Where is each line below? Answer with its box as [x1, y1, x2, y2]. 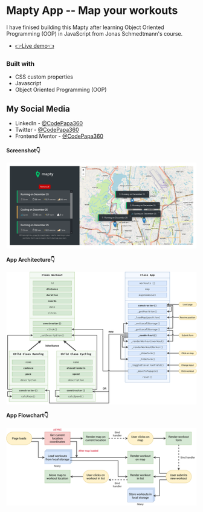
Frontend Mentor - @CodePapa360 [14, 132, 104, 140]
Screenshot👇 [6, 146, 40, 154]
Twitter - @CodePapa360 [14, 126, 79, 134]
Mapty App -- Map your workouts [6, 4, 178, 18]
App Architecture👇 [6, 256, 56, 263]
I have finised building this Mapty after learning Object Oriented [6, 24, 164, 31]
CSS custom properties [14, 73, 74, 80]
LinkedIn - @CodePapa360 [14, 120, 83, 127]
